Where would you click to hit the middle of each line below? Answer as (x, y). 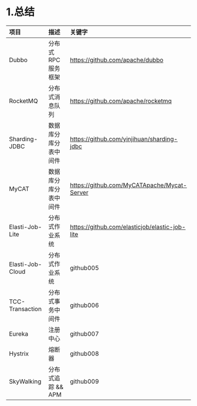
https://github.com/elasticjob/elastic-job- (128, 227)
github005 (85, 268)
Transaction (26, 309)
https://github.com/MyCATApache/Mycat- (129, 185)
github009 (85, 381)
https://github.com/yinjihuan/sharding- (124, 139)
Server (79, 192)
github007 (85, 333)
